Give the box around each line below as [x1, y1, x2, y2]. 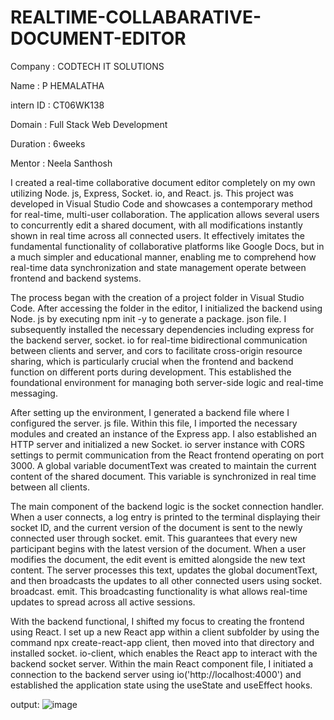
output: [10, 698, 40, 710]
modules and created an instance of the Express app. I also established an [10, 427, 317, 440]
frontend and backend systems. [10, 272, 142, 284]
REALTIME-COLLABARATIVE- [10, 6, 262, 29]
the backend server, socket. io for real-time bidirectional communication [10, 334, 308, 346]
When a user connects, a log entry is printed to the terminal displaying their [10, 511, 321, 523]
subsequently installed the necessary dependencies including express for [10, 323, 315, 335]
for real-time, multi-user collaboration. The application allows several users [10, 208, 320, 220]
